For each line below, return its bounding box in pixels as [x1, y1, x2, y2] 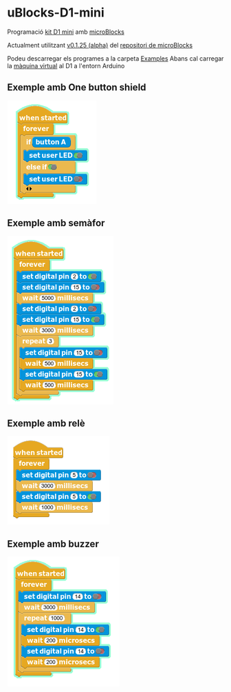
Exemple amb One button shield [7, 81, 146, 94]
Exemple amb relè [7, 417, 85, 429]
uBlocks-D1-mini [7, 5, 104, 21]
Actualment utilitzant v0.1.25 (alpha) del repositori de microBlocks [7, 41, 193, 49]
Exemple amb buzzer [7, 538, 100, 549]
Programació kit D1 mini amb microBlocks [7, 28, 125, 36]
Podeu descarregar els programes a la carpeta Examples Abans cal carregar [7, 54, 224, 63]
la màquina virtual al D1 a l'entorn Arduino [7, 61, 125, 70]
